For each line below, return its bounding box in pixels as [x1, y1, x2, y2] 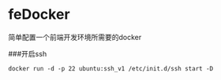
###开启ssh [8, 49, 47, 58]
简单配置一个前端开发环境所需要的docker [8, 32, 142, 42]
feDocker [8, 5, 70, 24]
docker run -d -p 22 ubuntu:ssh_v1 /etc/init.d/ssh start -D [8, 64, 214, 72]
